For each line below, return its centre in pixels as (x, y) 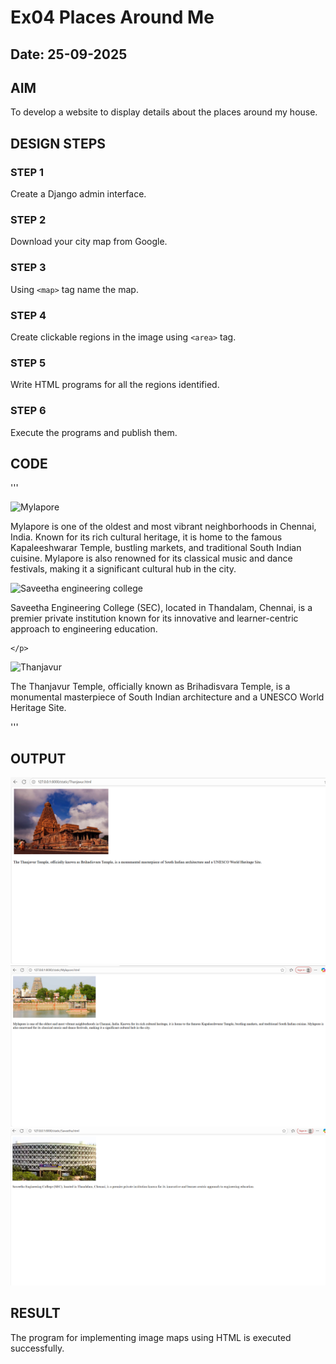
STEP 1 (27, 172)
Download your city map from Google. (89, 242)
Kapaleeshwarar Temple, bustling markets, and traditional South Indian (156, 548)
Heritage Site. (38, 708)
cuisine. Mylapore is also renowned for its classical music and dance (151, 558)
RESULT (35, 1313)
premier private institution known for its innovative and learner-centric (154, 618)
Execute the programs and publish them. (94, 432)
